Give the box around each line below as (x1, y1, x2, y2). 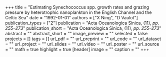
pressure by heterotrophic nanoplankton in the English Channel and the (5, 9, 152, 15)
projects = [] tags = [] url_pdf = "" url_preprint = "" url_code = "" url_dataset (5, 36, 161, 42)
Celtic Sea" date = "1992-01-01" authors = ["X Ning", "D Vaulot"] (5, 15, 138, 20)
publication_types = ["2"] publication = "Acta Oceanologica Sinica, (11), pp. (5, 20, 159, 26)
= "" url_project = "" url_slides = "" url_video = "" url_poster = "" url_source (5, 41, 159, 47)
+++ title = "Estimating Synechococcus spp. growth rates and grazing (5, 4, 149, 10)
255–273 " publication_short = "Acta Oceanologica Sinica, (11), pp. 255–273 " (5, 25, 161, 31)
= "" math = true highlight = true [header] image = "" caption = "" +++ (5, 47, 149, 52)
